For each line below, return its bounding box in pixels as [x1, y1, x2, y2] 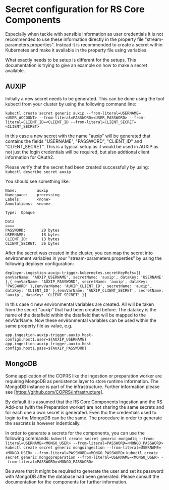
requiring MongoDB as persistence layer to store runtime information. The [5, 378, 159, 384]
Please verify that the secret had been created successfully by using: [5, 164, 149, 170]
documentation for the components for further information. [5, 478, 128, 485]
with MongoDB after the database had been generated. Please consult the [5, 473, 160, 479]
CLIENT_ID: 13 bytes [5, 236, 60, 242]
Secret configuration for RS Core [5, 4, 145, 15]
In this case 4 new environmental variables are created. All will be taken [5, 301, 154, 307]
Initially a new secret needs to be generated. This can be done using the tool [5, 95, 164, 101]
